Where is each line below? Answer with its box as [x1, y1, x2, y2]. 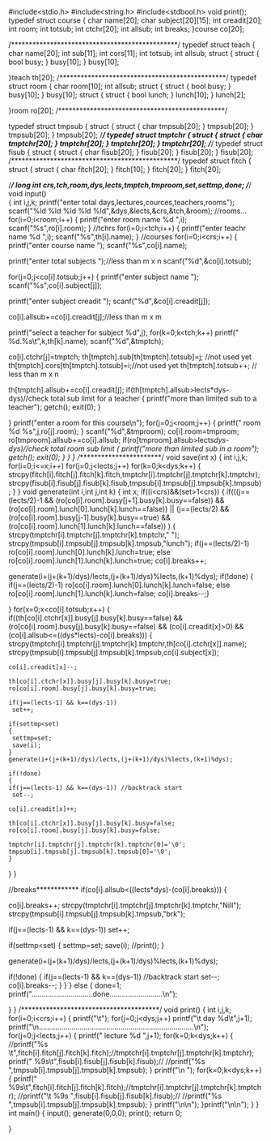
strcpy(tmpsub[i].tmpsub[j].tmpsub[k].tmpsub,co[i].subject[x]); [8, 648, 220, 657]
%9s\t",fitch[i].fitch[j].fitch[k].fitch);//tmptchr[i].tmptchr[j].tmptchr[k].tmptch [8, 1083, 262, 1092]
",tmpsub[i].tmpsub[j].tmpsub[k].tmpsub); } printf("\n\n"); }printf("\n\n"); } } [8, 1100, 260, 1109]
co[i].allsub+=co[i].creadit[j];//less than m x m [8, 312, 162, 321]
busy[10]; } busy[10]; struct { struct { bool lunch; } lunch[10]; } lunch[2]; [8, 90, 246, 100]
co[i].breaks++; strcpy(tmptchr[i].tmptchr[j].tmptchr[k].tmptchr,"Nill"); [8, 900, 242, 910]
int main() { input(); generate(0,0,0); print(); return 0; [8, 1109, 183, 1117]
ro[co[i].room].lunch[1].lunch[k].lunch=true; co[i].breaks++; [8, 555, 207, 565]
